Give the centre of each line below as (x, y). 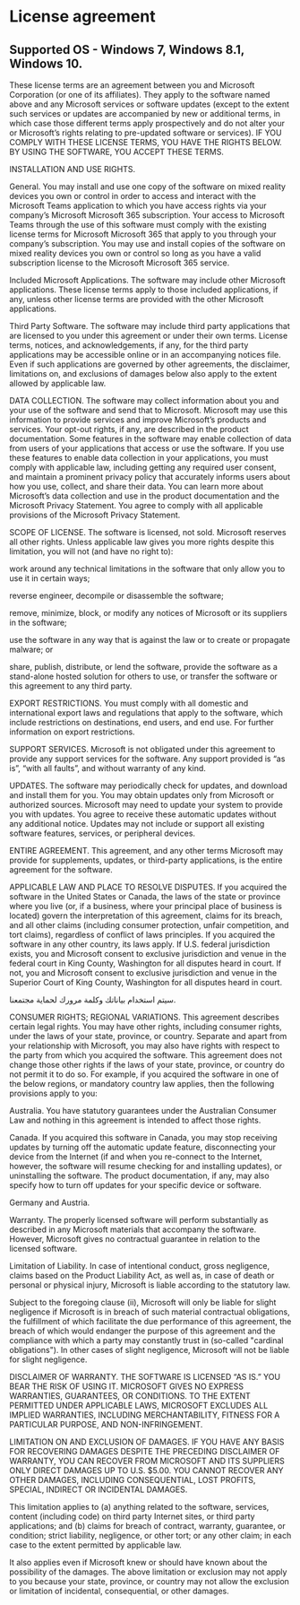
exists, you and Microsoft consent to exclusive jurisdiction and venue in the (148, 954)
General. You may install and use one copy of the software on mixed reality (148, 187)
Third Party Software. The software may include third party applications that (150, 326)
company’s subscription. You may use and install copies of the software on (147, 243)
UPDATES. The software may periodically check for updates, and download (149, 785)
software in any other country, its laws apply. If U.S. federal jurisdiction (140, 944)
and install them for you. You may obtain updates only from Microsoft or (142, 795)
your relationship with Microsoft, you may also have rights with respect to (145, 1045)
